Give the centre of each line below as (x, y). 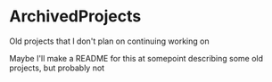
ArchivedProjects (75, 16)
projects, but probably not (57, 68)
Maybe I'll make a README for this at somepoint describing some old (136, 58)
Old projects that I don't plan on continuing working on (109, 41)
